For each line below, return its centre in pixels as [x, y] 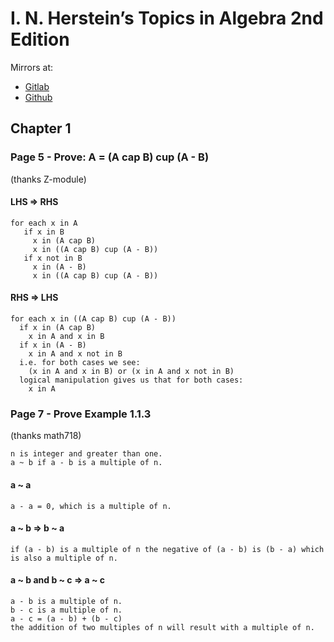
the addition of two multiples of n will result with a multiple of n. [162, 627]
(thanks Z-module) [48, 179]
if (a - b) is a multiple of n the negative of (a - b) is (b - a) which [167, 549]
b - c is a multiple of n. [66, 610]
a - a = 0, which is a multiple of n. [91, 506]
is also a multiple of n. [64, 558]
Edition [40, 39]
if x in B [44, 232]
